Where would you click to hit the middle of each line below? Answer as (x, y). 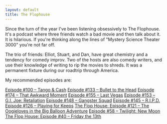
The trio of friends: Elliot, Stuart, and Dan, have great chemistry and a (77, 54)
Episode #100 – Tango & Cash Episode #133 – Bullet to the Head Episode (80, 89)
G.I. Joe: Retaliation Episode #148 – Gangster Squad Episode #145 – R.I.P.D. (83, 100)
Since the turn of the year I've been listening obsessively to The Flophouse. (83, 28)
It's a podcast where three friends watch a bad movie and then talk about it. (83, 34)
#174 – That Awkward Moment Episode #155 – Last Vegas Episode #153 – (80, 95)
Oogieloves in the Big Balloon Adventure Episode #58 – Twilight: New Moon (83, 111)
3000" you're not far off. (30, 44)
